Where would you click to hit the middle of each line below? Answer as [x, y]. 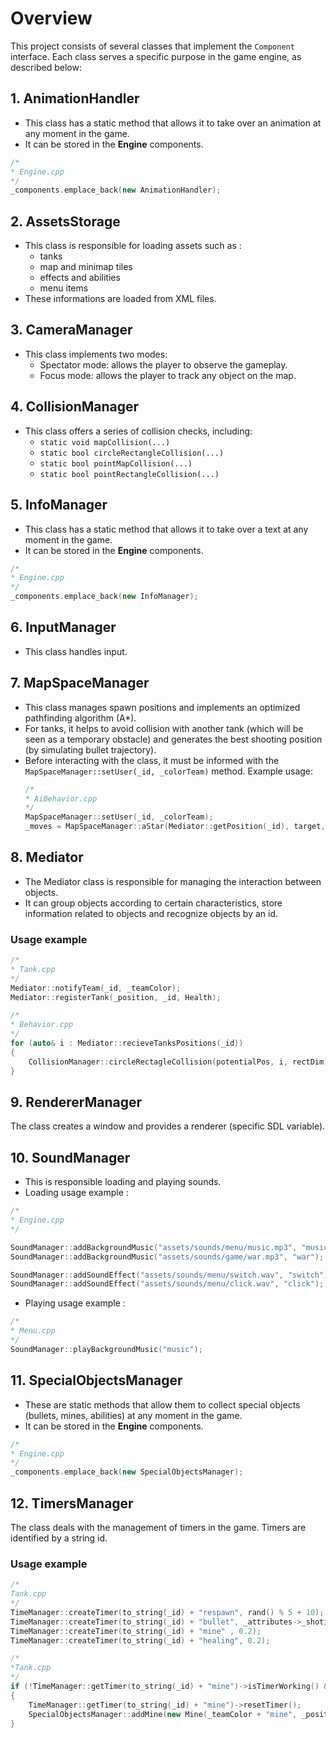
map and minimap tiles [86, 267]
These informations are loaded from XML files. [120, 299]
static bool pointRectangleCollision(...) [129, 474]
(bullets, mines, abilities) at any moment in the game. [133, 1415]
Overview [51, 18]
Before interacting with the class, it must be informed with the [152, 760]
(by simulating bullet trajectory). [90, 749]
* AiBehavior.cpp [61, 798]
